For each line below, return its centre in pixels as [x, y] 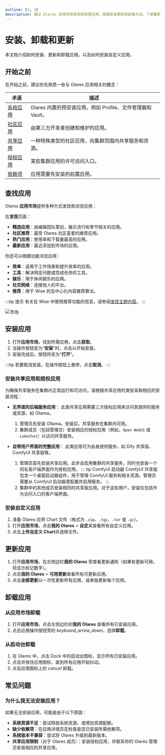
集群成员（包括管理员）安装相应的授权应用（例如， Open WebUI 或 [85, 430]
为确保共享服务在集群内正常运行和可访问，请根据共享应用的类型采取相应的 [80, 391]
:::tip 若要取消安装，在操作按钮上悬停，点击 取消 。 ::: [58, 364]
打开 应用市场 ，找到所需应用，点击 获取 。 [53, 342]
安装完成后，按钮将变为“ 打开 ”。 [44, 354]
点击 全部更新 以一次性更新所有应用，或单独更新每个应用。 [70, 580]
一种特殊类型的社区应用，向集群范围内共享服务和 [87, 141]
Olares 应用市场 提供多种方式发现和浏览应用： [51, 206]
